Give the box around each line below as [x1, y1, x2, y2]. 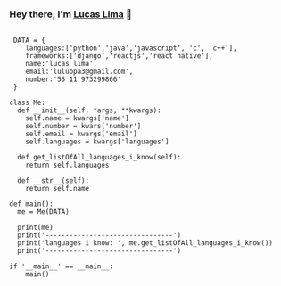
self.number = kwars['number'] [25, 122, 142, 131]
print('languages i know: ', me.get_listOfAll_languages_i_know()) [17, 239, 274, 248]
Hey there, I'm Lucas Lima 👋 [9, 8, 132, 20]
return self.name [25, 184, 90, 193]
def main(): [9, 200, 54, 208]
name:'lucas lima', [25, 60, 98, 69]
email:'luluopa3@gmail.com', [25, 67, 134, 77]
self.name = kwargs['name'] [25, 114, 129, 123]
